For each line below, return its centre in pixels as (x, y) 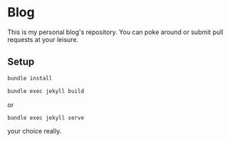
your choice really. (35, 131)
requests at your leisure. (43, 39)
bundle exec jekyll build (46, 91)
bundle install (30, 78)
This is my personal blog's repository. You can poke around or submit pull (115, 32)
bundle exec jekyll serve (46, 118)
